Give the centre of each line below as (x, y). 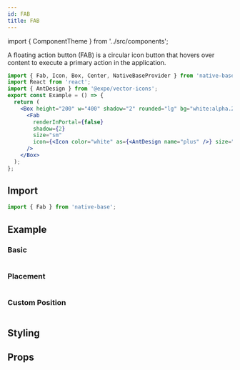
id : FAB (19, 14)
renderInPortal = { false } (68, 122)
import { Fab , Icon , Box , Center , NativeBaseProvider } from (100, 76)
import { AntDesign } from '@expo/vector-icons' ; (83, 89)
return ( (27, 102)
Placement (26, 276)
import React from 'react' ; (49, 82)
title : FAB (24, 21)
